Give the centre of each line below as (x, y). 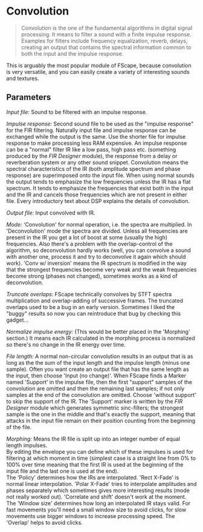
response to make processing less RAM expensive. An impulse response (97, 143)
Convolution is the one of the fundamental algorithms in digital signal (107, 28)
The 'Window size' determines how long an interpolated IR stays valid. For (98, 503)
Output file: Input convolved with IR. (51, 213)
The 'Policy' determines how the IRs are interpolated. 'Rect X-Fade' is (93, 477)
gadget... (18, 320)
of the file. (19, 427)
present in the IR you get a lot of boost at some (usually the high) (87, 237)
